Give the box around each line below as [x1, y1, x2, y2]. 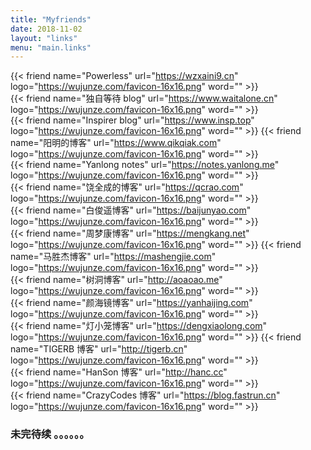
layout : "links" [10, 33, 78, 43]
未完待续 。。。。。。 [10, 427, 90, 441]
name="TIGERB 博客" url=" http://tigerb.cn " [10, 343, 188, 355]
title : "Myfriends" [10, 14, 92, 25]
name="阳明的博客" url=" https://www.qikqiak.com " [10, 137, 222, 149]
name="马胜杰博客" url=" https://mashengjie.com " [10, 251, 217, 263]
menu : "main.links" [10, 42, 92, 53]
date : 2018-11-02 [10, 24, 83, 34]
